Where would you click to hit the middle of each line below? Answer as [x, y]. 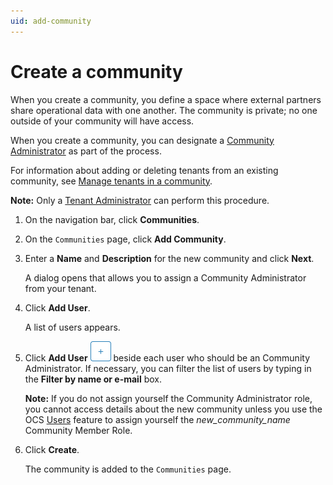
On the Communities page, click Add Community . [125, 239]
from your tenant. [60, 288]
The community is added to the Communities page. [128, 469]
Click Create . [52, 449]
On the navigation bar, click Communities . [112, 219]
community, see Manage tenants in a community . [111, 181]
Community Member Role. [78, 430]
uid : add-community [51, 21]
